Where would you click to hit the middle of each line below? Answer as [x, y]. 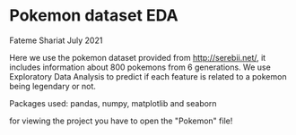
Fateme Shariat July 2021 [56, 40]
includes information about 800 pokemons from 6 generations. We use [140, 67]
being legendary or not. [53, 86]
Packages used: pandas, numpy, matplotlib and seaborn [113, 103]
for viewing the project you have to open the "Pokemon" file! [121, 121]
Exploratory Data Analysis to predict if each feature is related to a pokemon [148, 76]
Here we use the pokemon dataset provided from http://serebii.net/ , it [138, 57]
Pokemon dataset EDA [94, 16]
